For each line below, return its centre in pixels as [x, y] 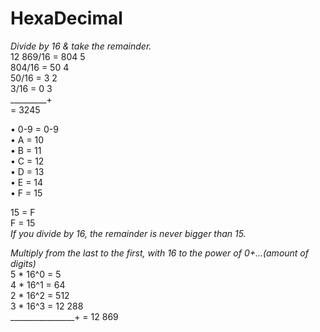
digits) [23, 263]
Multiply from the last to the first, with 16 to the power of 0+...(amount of [159, 253]
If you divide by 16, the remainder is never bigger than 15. [128, 233]
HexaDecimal [66, 18]
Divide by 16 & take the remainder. [81, 46]
